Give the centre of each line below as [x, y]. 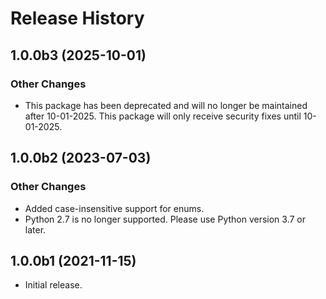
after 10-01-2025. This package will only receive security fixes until [163, 116]
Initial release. [53, 285]
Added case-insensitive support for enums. [114, 208]
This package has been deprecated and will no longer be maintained [166, 105]
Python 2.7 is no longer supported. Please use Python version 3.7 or [165, 219]
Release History [77, 18]
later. [35, 229]
